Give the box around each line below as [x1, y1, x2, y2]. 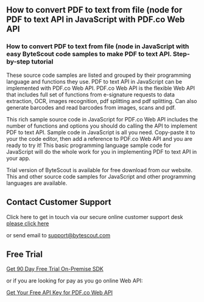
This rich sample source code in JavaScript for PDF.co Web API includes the [6, 115, 198, 123]
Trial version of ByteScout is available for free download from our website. [6, 166, 193, 173]
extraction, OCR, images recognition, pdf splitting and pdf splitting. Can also [6, 97, 197, 104]
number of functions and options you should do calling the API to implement [6, 122, 197, 129]
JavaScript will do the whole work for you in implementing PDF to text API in [6, 148, 197, 155]
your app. [6, 154, 30, 162]
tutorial [31, 57, 54, 66]
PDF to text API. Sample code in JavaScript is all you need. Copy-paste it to [6, 128, 195, 136]
